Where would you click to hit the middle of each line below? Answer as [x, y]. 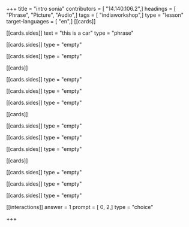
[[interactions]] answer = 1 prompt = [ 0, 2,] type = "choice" [80, 207]
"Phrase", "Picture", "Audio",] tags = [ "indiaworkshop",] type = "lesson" [95, 15]
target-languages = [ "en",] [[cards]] [51, 21]
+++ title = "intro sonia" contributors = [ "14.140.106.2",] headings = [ [91, 9]
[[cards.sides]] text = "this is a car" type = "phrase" [70, 33]
